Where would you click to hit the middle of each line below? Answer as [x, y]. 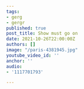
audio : [14, 66]
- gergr [16, 22]
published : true [26, 28]
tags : [13, 11]
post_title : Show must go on [42, 34]
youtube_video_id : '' [33, 55]
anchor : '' [20, 61]
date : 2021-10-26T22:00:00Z [41, 39]
